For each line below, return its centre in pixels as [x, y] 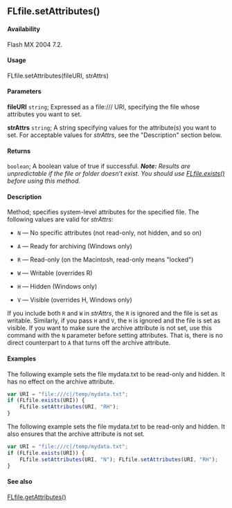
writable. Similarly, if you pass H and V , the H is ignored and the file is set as [114, 320]
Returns [19, 151]
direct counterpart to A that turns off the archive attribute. [89, 343]
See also [20, 482]
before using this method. [44, 181]
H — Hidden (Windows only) [57, 287]
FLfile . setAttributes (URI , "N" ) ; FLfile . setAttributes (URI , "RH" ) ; [119, 460]
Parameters [24, 91]
